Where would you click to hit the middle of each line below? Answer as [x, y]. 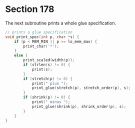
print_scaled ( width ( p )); [49, 60]
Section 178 [30, 9]
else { [21, 55]
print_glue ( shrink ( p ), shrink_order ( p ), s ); [79, 106]
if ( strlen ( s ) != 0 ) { [47, 65]
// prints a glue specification [39, 32]
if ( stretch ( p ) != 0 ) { [48, 78]
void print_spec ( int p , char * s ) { [42, 37]
